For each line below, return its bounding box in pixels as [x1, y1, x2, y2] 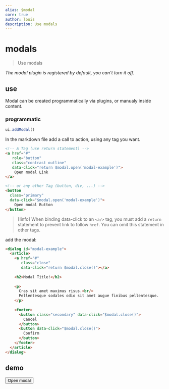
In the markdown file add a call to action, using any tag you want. [5, 136, 141, 142]
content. [5, 103, 23, 109]
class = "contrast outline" [12, 160, 67, 165]
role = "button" [12, 155, 42, 161]
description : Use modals [5, 21, 58, 27]
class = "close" [21, 261, 51, 266]
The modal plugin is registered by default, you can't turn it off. [5, 70, 135, 76]
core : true [5, 12, 28, 17]
